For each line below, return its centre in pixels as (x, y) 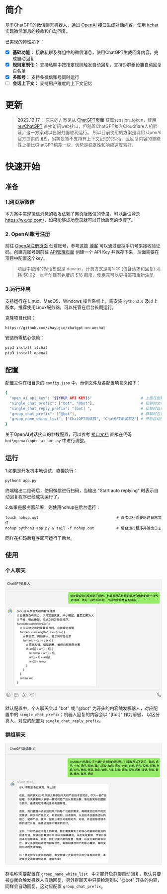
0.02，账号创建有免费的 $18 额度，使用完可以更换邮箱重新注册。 (92, 275)
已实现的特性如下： (25, 41)
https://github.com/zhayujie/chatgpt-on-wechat (55, 328)
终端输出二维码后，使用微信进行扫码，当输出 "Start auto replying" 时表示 (80, 490)
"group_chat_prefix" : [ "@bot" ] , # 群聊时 (83, 414)
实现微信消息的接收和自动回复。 (38, 31)
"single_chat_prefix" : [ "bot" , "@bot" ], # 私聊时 (83, 403)
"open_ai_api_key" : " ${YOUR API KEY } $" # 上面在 (83, 398)
